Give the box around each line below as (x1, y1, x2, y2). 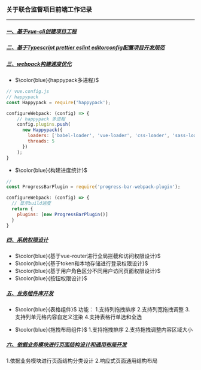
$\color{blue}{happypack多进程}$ (14, 77, 99, 84)
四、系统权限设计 (6, 236, 48, 244)
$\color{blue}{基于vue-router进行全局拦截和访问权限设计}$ (14, 253, 161, 260)
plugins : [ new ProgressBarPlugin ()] (17, 211, 109, 217)
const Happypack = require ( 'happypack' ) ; (6, 99, 111, 105)
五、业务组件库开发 (6, 290, 54, 297)
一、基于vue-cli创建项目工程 (6, 28, 77, 35)
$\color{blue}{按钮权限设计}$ (14, 275, 88, 282)
